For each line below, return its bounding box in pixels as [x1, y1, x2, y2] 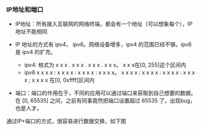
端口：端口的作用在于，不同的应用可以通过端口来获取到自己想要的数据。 [15, 89, 196, 97]
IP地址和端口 [6, 5, 44, 13]
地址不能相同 [15, 28, 47, 35]
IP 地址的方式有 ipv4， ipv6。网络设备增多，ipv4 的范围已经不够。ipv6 [15, 41, 192, 48]
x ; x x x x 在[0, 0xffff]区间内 [24, 77, 95, 84]
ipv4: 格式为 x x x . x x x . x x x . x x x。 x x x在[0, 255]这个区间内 [24, 61, 186, 69]
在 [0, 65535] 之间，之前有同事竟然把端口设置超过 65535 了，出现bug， [15, 97, 196, 104]
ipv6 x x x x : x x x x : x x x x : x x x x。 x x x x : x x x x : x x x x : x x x [24, 69, 196, 77]
